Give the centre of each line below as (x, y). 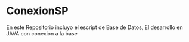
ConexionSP (37, 11)
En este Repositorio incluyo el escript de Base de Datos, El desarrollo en (94, 27)
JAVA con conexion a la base (42, 33)
